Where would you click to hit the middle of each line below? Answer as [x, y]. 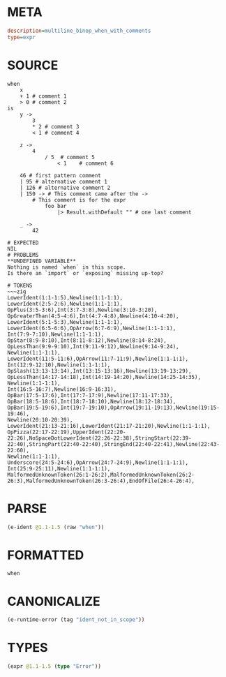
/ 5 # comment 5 [70, 157]
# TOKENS [20, 285]
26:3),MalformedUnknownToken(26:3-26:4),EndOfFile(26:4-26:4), [101, 481]
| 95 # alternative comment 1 [64, 181]
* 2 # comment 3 [56, 126]
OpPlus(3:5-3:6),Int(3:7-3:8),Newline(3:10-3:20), [82, 310]
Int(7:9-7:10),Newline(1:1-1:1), [56, 334]
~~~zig [17, 291]
